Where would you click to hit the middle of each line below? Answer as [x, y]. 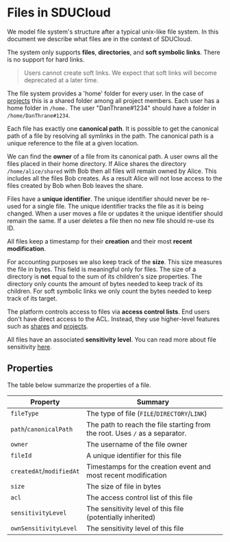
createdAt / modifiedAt [45, 471]
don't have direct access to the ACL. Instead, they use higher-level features [114, 319]
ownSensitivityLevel [44, 528]
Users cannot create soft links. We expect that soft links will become [120, 73]
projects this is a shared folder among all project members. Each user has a [114, 100]
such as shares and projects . [48, 326]
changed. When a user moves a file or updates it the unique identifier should [115, 213]
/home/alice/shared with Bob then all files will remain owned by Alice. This [112, 171]
